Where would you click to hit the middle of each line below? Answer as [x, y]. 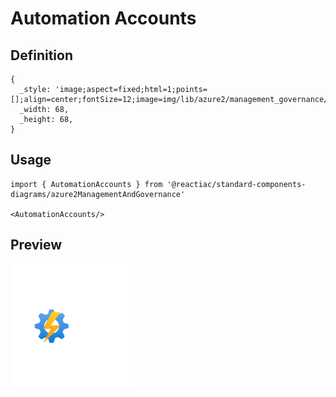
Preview [36, 245]
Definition [41, 55]
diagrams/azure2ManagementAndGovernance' [98, 194]
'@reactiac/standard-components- [236, 184]
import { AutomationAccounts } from [86, 184]
